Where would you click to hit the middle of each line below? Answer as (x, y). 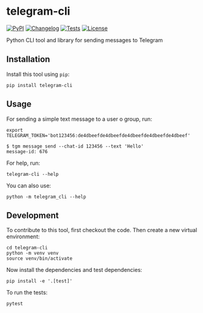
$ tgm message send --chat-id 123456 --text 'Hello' (75, 146)
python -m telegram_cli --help (46, 197)
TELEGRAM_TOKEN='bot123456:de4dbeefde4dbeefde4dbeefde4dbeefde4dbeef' (98, 135)
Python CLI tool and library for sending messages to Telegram (85, 40)
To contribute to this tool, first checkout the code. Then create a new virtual (102, 230)
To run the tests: (27, 293)
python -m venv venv (33, 253)
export (15, 130)
